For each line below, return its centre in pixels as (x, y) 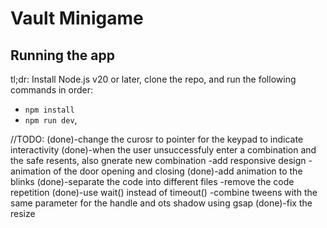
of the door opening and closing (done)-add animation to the (178, 171)
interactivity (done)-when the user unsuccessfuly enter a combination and (163, 150)
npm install (49, 110)
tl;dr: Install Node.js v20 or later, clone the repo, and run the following (153, 79)
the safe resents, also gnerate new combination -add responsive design (158, 160)
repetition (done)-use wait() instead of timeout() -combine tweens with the (164, 192)
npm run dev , (51, 120)
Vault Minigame (77, 18)
